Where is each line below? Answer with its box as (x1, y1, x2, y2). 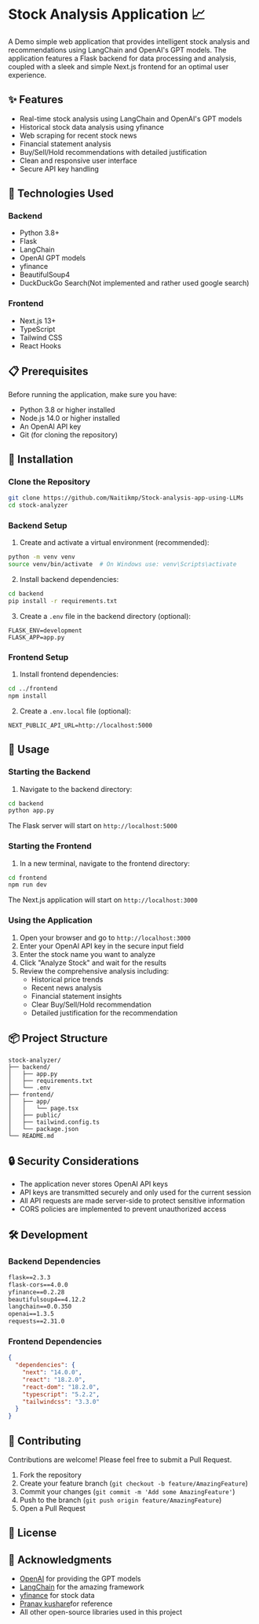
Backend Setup (8, 520, 68, 531)
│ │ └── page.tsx (8, 1105, 79, 1113)
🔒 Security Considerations (8, 1154, 140, 1168)
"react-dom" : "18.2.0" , (22, 1383, 100, 1391)
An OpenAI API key (19, 422, 82, 431)
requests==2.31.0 (8, 1317, 65, 1325)
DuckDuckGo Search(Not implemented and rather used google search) (19, 278, 250, 288)
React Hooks (19, 341, 61, 350)
